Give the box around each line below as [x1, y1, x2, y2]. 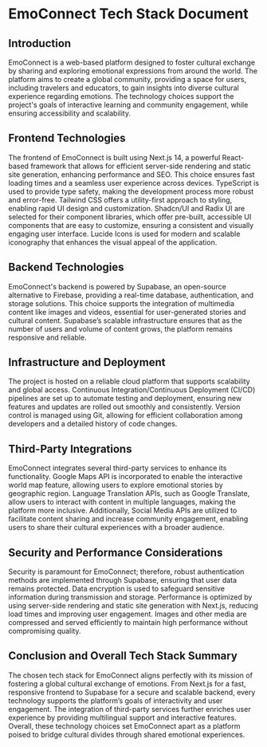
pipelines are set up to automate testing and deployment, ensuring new [8, 394, 242, 403]
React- [222, 152, 245, 162]
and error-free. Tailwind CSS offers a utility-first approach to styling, [8, 195, 233, 204]
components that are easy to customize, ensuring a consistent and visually [8, 220, 254, 230]
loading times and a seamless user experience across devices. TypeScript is [8, 178, 260, 187]
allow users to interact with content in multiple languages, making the [8, 497, 237, 507]
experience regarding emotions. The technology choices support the [8, 92, 234, 100]
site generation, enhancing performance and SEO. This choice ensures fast [8, 169, 255, 179]
